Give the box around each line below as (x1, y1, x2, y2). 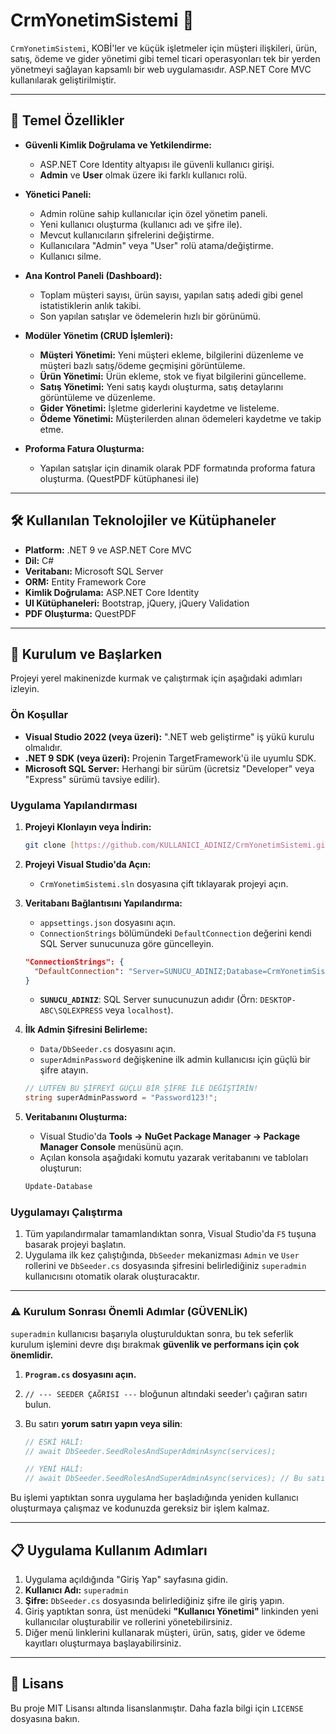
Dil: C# (24, 554, 55, 566)
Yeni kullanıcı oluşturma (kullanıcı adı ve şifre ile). (39, 218, 243, 230)
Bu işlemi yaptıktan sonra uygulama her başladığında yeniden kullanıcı (10, 1492, 299, 1504)
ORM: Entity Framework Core (24, 575, 147, 588)
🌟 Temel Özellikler (10, 112, 125, 129)
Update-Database (24, 1182, 93, 1192)
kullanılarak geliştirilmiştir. (10, 74, 117, 86)
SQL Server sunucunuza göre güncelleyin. (39, 937, 214, 949)
